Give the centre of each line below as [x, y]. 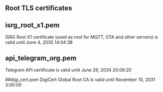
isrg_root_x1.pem [32, 25]
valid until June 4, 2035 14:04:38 [39, 42]
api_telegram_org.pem [41, 58]
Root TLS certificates [39, 8]
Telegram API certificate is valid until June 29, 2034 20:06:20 [68, 70]
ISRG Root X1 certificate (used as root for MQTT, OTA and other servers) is [82, 37]
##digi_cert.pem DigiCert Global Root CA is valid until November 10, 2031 [80, 80]
